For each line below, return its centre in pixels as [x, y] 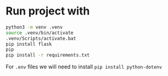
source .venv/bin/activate [40, 33]
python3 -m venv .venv [34, 27]
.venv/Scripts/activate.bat [41, 38]
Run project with [48, 11]
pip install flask [29, 44]
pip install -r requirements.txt [48, 55]
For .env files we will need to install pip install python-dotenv [84, 67]
